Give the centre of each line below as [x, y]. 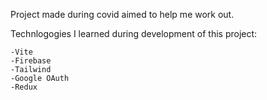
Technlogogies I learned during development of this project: [134, 33]
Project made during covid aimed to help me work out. [122, 14]
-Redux [24, 87]
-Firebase [31, 61]
